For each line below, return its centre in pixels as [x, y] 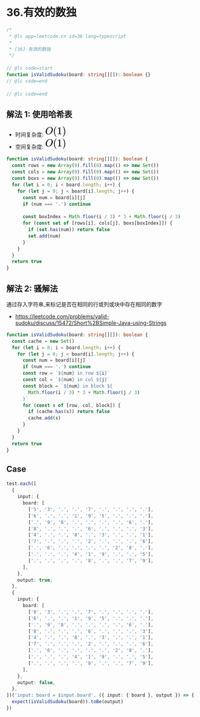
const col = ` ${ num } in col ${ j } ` [66, 380]
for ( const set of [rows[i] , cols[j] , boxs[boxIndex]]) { [97, 223]
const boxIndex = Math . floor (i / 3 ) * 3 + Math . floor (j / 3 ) [102, 217]
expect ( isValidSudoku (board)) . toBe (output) [67, 702]
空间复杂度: [29, 147]
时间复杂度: [29, 135]
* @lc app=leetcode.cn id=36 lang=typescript [67, 36]
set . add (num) [45, 236]
